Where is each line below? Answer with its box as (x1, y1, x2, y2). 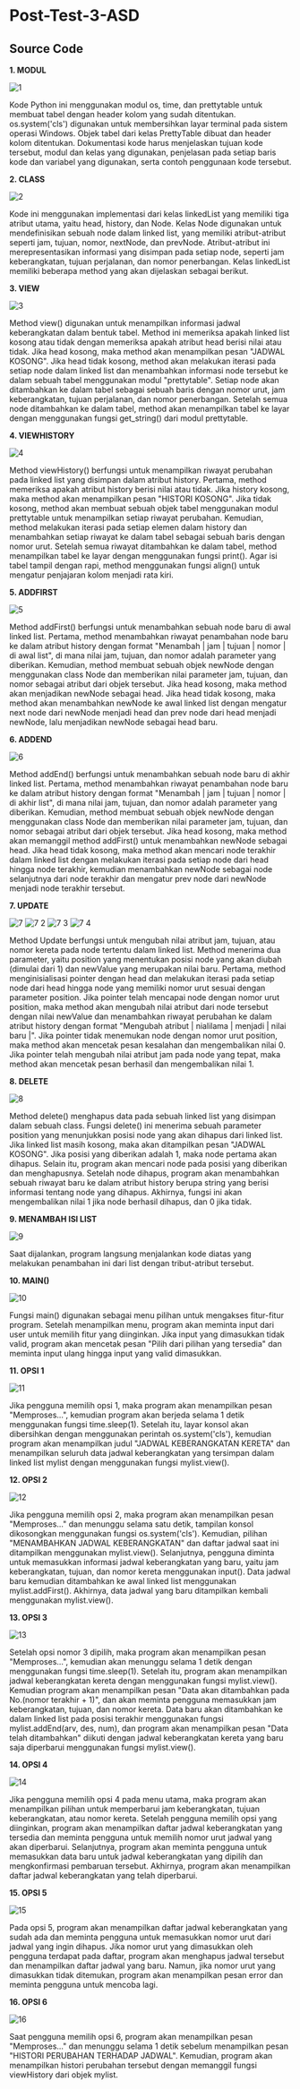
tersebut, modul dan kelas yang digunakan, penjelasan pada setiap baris (9, 147, 277, 158)
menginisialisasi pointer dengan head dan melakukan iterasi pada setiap (9, 973, 275, 983)
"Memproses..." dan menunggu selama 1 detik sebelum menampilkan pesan (9, 2041, 289, 2051)
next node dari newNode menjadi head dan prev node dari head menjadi (9, 707, 277, 717)
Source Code (9, 41, 83, 56)
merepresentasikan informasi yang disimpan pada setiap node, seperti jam (9, 247, 285, 257)
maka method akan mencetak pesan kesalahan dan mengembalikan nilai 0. (9, 1040, 287, 1050)
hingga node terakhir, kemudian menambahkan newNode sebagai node (9, 864, 273, 874)
